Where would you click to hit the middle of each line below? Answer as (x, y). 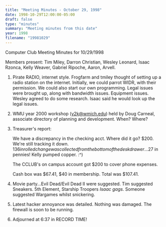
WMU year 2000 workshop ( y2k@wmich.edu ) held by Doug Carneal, (84, 113)
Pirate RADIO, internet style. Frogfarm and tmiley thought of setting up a (87, 77)
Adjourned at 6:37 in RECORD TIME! (50, 219)
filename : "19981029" (28, 38)
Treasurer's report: (32, 128)
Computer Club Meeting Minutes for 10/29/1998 (55, 52)
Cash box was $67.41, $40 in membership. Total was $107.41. (76, 174)
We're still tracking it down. (41, 143)
